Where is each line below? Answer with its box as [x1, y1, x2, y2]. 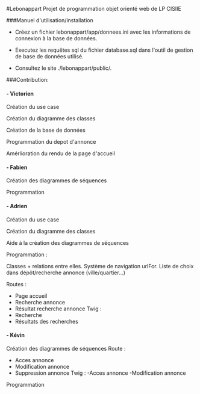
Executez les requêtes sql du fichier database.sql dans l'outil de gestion [14, 46, 193, 54]
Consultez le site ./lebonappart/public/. [14, 64, 112, 72]
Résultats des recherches [14, 318, 78, 325]
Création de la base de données [6, 126, 86, 134]
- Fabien [6, 164, 28, 171]
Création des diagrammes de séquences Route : [6, 345, 126, 352]
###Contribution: [6, 76, 49, 83]
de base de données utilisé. [14, 53, 84, 60]
